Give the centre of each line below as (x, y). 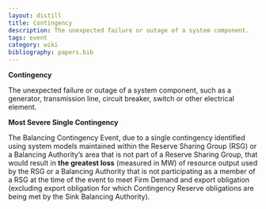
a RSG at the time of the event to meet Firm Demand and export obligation (129, 180)
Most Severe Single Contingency (63, 122)
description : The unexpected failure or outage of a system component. (129, 30)
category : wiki (33, 45)
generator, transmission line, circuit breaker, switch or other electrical (122, 99)
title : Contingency (40, 23)
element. (23, 107)
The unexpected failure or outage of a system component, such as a (120, 90)
